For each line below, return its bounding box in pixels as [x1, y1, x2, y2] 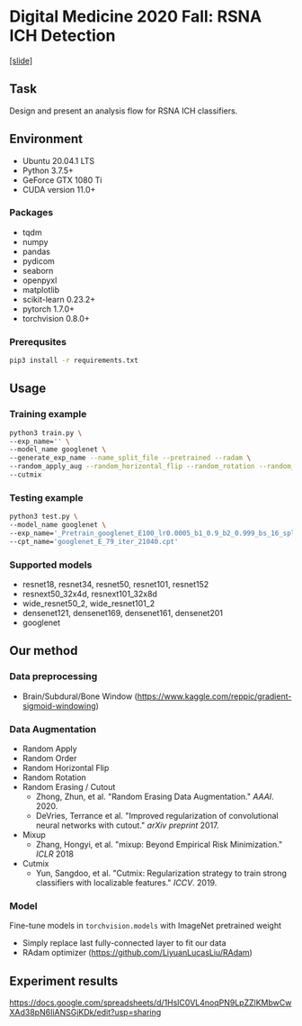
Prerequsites [9, 335, 67, 348]
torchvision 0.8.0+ [22, 313, 90, 323]
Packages [9, 206, 54, 219]
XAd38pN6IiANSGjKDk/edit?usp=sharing [9, 1007, 162, 1018]
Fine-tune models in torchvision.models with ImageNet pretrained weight [9, 921, 281, 931]
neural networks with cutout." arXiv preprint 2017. [35, 820, 219, 831]
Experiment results [9, 973, 119, 988]
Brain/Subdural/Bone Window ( [22, 691, 138, 702]
